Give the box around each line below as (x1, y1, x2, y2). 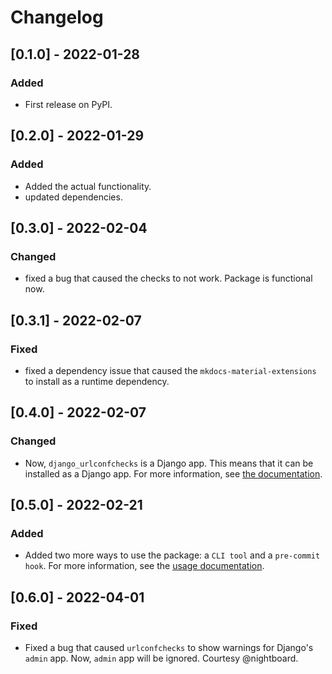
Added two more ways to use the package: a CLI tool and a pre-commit (24, 549, 321, 561)
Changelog (10, 6, 104, 29)
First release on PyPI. (24, 98, 113, 110)
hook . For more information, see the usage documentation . (24, 560, 265, 572)
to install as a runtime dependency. (24, 375, 170, 387)
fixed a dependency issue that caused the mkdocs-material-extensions (24, 364, 317, 376)
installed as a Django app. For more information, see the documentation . (24, 467, 323, 480)
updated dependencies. (24, 191, 123, 203)
